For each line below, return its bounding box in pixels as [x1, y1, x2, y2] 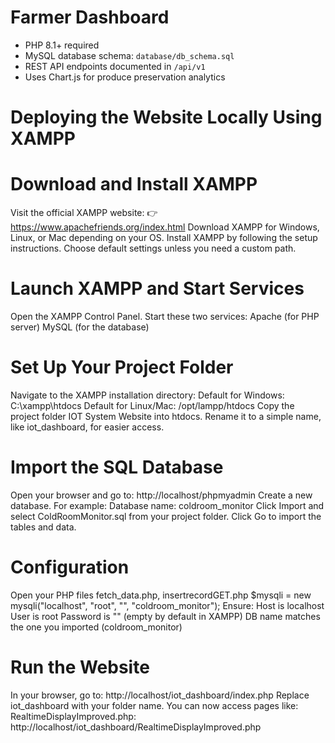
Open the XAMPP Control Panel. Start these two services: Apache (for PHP [10, 311, 320, 322]
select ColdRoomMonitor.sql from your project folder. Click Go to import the [10, 510, 322, 522]
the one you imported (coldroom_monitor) [10, 621, 183, 633]
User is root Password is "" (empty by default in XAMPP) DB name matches [10, 610, 321, 622]
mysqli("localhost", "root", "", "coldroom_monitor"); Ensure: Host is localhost [10, 599, 325, 611]
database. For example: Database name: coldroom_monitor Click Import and [10, 499, 325, 511]
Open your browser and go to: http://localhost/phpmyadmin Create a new [10, 489, 313, 501]
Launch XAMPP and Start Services [10, 277, 305, 300]
